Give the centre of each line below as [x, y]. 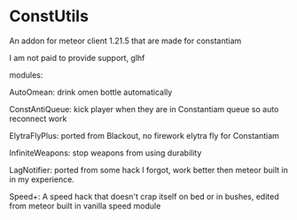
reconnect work [38, 118]
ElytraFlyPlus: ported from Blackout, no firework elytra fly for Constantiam [144, 135]
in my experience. [42, 179]
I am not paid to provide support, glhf [77, 57]
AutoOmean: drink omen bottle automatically [91, 92]
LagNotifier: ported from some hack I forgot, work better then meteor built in [148, 170]
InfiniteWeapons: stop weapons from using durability [106, 153]
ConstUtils [49, 16]
